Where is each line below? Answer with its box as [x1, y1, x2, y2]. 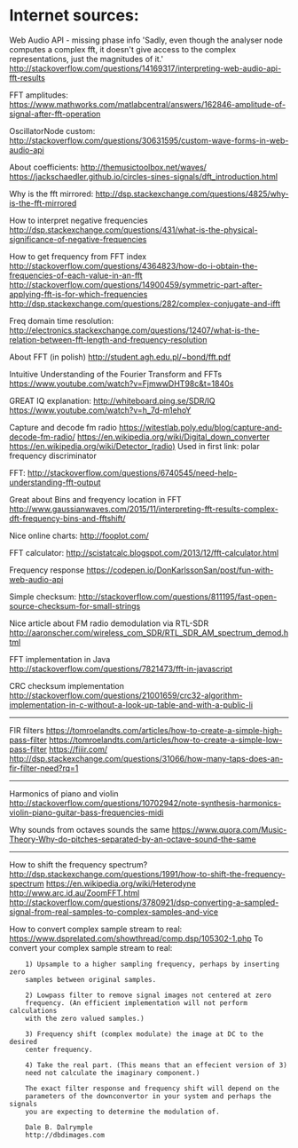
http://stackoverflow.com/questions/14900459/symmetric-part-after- [9, 279, 263, 289]
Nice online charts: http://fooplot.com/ [9, 530, 149, 541]
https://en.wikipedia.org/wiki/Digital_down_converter [76, 431, 271, 442]
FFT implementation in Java [9, 653, 111, 664]
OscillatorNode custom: [9, 125, 96, 136]
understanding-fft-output [9, 477, 101, 487]
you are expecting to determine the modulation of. [25, 1107, 220, 1116]
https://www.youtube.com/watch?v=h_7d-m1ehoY [9, 405, 192, 416]
